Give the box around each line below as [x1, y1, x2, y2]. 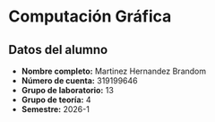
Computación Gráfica [8, 6, 172, 27]
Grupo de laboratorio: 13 [21, 85, 114, 95]
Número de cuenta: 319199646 [21, 75, 138, 86]
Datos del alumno [8, 42, 108, 57]
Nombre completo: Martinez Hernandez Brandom [21, 65, 207, 76]
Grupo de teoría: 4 [21, 94, 91, 105]
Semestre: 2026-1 [21, 104, 90, 114]
